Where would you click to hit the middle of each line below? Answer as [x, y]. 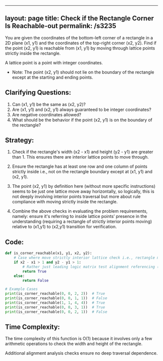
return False [36, 280]
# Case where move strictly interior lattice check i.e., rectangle [84, 258]
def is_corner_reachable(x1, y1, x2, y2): [49, 253]
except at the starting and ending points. [53, 77]
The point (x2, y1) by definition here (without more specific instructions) [84, 186]
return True [35, 271]
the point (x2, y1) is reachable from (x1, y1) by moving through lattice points [80, 48]
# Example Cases [21, 289]
